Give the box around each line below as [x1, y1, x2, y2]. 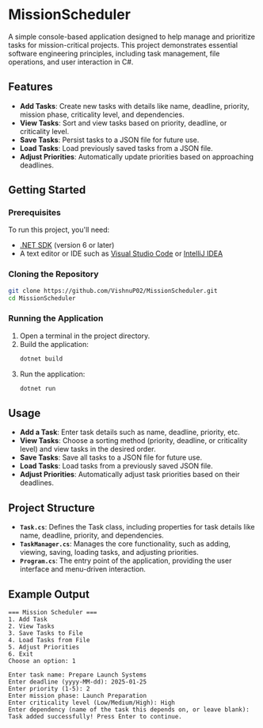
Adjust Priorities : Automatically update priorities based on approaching [19, 152, 253, 161]
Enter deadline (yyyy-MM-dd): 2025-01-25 [8, 677, 147, 686]
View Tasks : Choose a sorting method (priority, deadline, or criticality [19, 436, 248, 445]
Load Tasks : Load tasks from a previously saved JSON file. [19, 461, 214, 471]
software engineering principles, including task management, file [8, 48, 220, 58]
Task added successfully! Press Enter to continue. [8, 712, 182, 720]
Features [8, 80, 53, 94]
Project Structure [8, 501, 95, 514]
